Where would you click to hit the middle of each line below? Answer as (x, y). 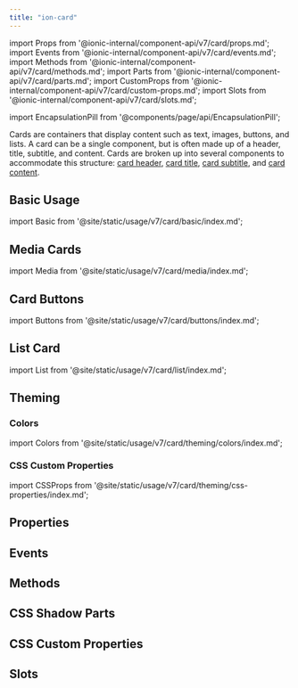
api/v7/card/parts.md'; (50, 80)
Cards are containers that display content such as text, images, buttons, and (149, 134)
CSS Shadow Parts (62, 614)
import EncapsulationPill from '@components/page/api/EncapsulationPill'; (145, 117)
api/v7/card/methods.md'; (57, 71)
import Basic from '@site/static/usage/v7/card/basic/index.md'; (126, 221)
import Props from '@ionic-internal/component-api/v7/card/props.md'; (140, 43)
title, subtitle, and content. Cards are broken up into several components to (147, 153)
